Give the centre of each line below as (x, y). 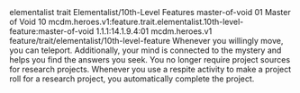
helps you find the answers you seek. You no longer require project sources (150, 59)
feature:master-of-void (52, 31)
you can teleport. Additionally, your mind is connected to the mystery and (145, 50)
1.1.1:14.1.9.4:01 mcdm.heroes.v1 (154, 31)
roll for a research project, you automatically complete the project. (132, 79)
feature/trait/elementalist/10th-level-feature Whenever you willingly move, (146, 41)
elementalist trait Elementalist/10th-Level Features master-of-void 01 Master (150, 12)
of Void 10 (28, 21)
